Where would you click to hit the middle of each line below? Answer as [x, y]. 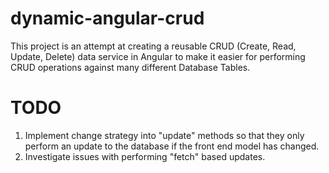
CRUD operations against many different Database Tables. [130, 67]
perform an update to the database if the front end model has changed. [172, 146]
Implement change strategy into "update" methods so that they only [164, 135]
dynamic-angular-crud [107, 18]
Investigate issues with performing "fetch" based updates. [145, 156]
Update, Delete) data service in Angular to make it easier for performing [158, 56]
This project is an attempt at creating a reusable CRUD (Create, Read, [153, 46]
